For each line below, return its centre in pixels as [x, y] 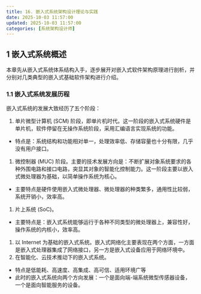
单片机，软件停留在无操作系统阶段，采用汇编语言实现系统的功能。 [96, 129]
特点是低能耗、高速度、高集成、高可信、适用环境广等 [80, 270]
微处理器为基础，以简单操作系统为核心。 [70, 177]
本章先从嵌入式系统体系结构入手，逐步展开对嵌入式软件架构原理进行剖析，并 [100, 70]
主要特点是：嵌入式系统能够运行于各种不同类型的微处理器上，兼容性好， [104, 222]
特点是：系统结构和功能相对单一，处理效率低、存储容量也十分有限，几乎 [104, 141]
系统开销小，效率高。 [41, 197]
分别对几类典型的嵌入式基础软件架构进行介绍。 [64, 77]
